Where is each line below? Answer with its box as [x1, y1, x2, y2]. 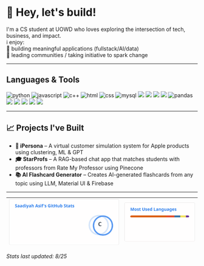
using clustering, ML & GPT [15, 148, 84, 155]
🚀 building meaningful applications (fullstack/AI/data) [6, 45, 140, 52]
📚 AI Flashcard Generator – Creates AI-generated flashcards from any [15, 171, 194, 178]
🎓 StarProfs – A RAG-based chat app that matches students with [15, 155, 180, 163]
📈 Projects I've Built [6, 123, 84, 133]
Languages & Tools [6, 75, 80, 85]
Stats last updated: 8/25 [6, 252, 67, 260]
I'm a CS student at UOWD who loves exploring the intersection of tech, [6, 26, 186, 33]
